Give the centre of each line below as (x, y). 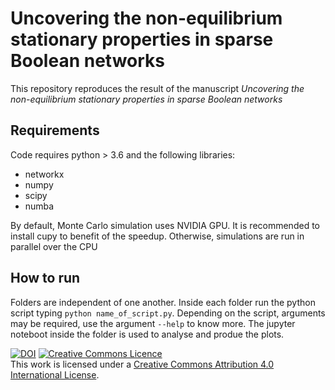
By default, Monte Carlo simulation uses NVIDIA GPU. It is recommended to (165, 225)
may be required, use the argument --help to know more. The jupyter (153, 323)
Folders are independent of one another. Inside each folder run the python (163, 302)
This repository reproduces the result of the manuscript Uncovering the (157, 88)
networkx (44, 174)
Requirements (55, 130)
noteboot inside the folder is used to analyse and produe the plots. (147, 334)
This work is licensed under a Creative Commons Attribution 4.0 (142, 364)
